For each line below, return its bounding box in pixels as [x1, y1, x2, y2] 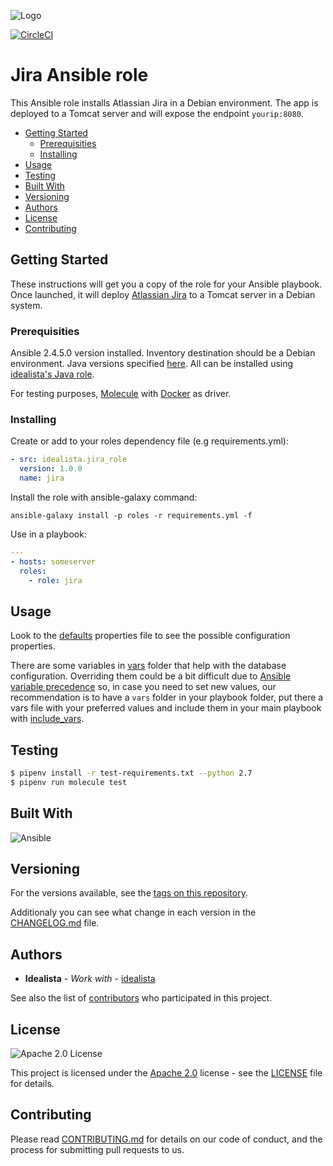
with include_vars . [10, 713, 85, 725]
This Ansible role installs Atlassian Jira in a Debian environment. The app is [10, 96, 319, 109]
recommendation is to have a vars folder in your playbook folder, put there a [10, 691, 324, 704]
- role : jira [28, 575, 83, 585]
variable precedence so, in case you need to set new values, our [10, 681, 277, 693]
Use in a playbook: [10, 528, 87, 540]
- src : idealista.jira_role [10, 455, 128, 465]
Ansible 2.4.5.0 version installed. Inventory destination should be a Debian [10, 347, 316, 359]
